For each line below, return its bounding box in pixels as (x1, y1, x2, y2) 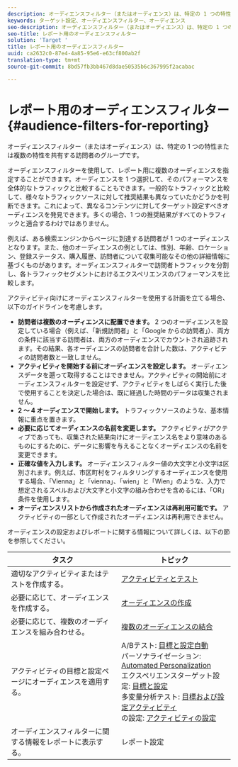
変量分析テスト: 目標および (128, 692, 217, 702)
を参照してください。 (7, 536, 69, 544)
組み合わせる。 (38, 627, 89, 637)
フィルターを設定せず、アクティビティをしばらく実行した (54, 379, 221, 388)
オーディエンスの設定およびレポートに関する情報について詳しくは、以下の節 (7, 527, 230, 536)
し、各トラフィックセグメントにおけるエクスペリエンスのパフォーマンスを (7, 269, 224, 278)
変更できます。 (17, 450, 62, 459)
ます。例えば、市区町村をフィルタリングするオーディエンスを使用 (36, 468, 228, 476)
